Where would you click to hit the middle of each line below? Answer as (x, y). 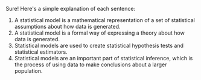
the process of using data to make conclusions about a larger (91, 64)
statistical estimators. (41, 52)
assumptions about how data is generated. (68, 27)
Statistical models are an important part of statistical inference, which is (104, 58)
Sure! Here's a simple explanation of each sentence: (71, 9)
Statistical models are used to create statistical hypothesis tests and (99, 45)
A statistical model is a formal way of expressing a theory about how (99, 33)
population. (28, 71)
